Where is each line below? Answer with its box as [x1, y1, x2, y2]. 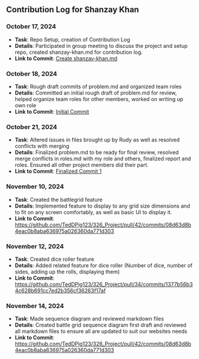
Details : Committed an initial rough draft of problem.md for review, [14, 89, 177, 96]
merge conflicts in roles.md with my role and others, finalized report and [14, 155, 191, 162]
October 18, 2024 [6, 69, 57, 77]
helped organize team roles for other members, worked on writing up [14, 95, 184, 102]
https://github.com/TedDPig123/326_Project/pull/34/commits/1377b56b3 [14, 280, 193, 287]
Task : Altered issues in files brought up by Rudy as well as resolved [14, 136, 180, 144]
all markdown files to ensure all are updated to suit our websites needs [14, 328, 188, 335]
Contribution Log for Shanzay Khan [6, 5, 139, 15]
